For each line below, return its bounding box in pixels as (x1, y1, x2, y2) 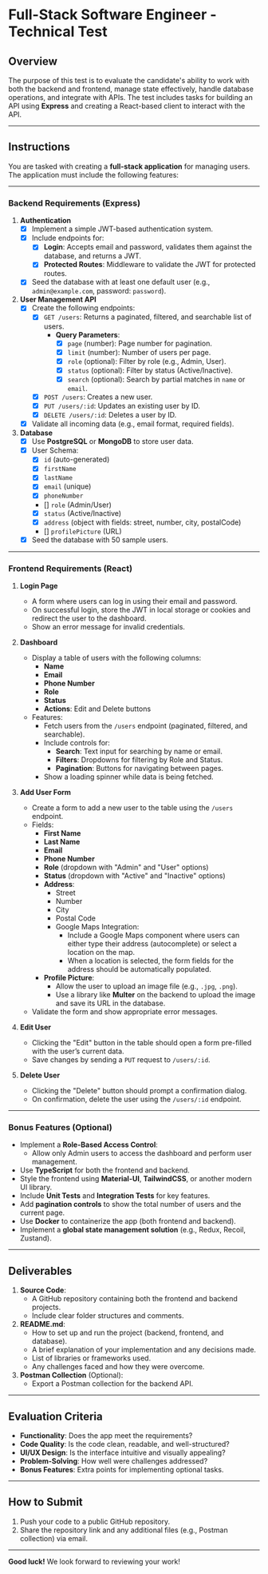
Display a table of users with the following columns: (31, 653, 202, 663)
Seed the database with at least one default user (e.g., (31, 278, 211, 287)
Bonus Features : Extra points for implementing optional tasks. (19, 1464, 224, 1474)
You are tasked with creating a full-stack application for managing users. (8, 162, 250, 171)
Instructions (8, 140, 70, 154)
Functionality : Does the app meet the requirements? (19, 1430, 193, 1440)
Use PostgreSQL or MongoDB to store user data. (31, 437, 194, 446)
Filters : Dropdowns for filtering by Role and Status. (55, 755, 223, 765)
